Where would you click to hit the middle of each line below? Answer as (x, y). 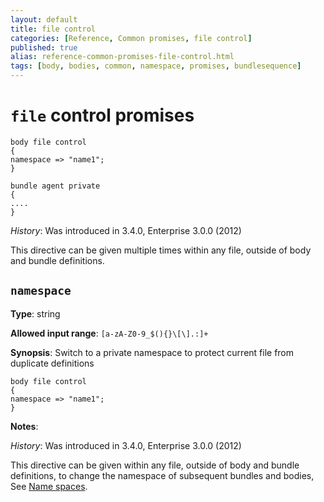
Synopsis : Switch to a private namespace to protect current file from (152, 352)
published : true (44, 47)
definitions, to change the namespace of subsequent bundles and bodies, (162, 475)
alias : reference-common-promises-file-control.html (122, 57)
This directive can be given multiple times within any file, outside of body (161, 250)
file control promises (102, 115)
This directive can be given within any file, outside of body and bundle (155, 465)
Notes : (24, 426)
